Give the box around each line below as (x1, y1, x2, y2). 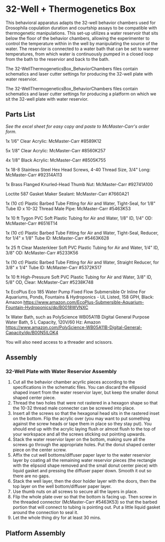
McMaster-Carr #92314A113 (5, 172, 62, 178)
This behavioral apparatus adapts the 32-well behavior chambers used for (5, 20, 156, 26)
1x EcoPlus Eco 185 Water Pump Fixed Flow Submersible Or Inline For (5, 289, 146, 295)
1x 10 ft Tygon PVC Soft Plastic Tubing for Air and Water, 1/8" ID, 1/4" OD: (5, 215, 153, 221)
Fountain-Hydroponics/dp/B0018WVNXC (5, 304, 89, 310)
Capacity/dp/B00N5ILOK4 (5, 329, 58, 335)
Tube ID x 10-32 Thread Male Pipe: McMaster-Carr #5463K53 (5, 205, 131, 212)
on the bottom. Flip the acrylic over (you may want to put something (12, 416, 150, 422)
